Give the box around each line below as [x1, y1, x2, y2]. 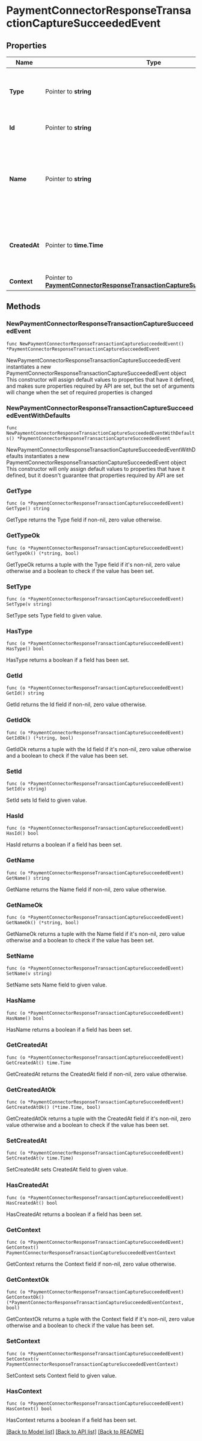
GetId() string [6, 690, 44, 696]
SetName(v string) [6, 971, 52, 977]
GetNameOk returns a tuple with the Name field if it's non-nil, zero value [6, 930, 185, 938]
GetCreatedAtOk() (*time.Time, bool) [6, 1105, 101, 1111]
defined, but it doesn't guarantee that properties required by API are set [6, 471, 184, 479]
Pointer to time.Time [44, 241, 104, 249]
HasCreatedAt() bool [6, 1200, 58, 1206]
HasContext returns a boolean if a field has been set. [6, 1416, 137, 1424]
